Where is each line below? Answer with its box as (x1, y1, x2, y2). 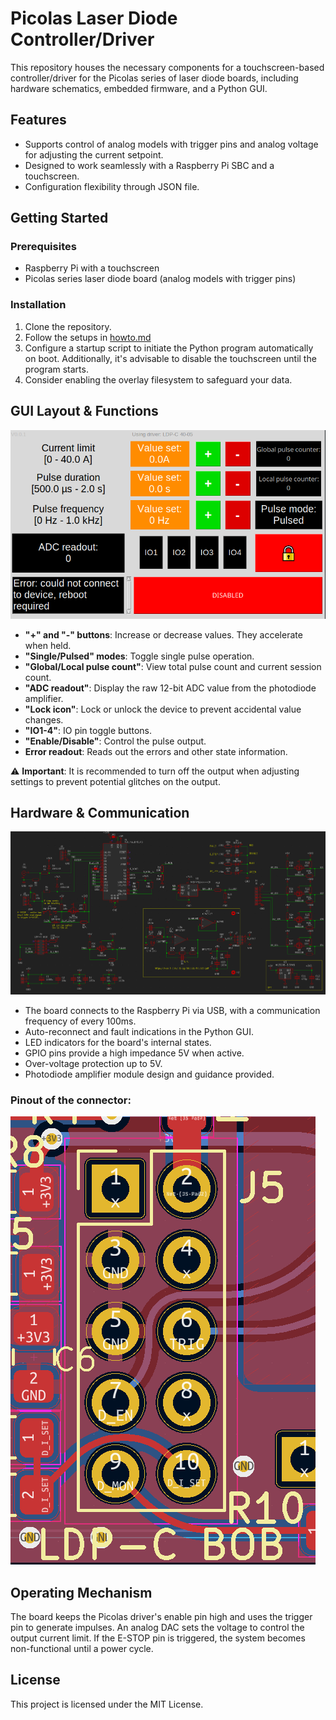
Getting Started (10, 210, 109, 227)
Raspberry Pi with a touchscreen (24, 262, 160, 274)
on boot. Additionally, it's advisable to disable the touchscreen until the (24, 352, 317, 364)
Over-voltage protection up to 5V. (24, 1057, 163, 1069)
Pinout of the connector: (10, 1093, 132, 1107)
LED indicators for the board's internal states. (24, 1036, 212, 1048)
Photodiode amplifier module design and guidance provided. (24, 1068, 275, 1080)
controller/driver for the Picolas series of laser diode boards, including (10, 72, 299, 84)
